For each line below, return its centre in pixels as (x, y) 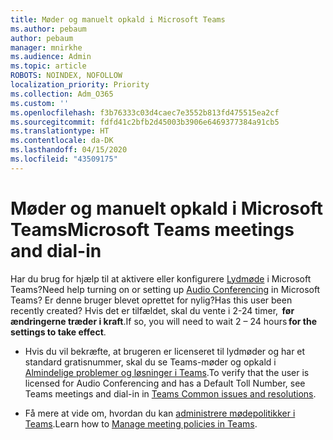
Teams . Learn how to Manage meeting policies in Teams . (141, 423)
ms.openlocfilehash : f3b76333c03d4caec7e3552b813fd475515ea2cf (145, 112)
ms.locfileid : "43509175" (64, 159)
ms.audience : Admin (51, 57)
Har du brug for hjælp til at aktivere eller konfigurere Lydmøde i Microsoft (161, 278)
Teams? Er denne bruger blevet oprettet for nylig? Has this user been (151, 300)
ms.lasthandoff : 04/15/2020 (69, 150)
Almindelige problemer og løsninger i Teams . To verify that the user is (167, 372)
